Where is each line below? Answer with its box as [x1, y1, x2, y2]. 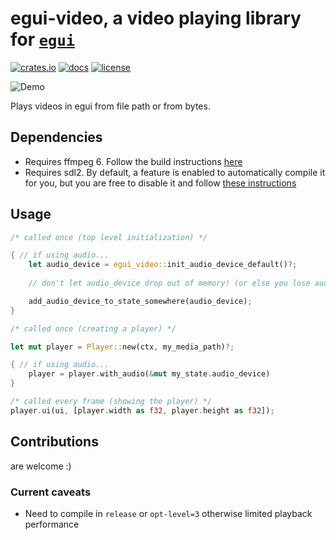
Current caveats [10, 485, 92, 499]
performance [24, 518, 80, 530]
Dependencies [10, 129, 103, 146]
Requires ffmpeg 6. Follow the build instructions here [24, 155, 243, 167]
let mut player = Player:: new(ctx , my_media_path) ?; [10, 342, 235, 352]
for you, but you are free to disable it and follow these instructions [24, 177, 297, 189]
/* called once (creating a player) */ [10, 323, 177, 334]
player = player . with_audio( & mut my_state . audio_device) [28, 369, 271, 379]
